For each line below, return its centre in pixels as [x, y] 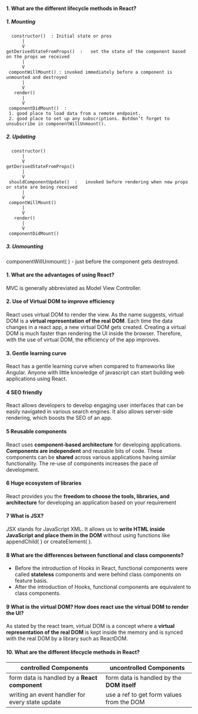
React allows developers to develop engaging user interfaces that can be [95, 405]
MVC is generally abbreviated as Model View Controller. [74, 288]
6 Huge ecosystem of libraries [44, 483]
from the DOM [126, 702]
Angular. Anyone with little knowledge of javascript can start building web [95, 373]
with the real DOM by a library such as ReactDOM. [67, 639]
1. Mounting [21, 22]
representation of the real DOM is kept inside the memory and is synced [95, 632]
